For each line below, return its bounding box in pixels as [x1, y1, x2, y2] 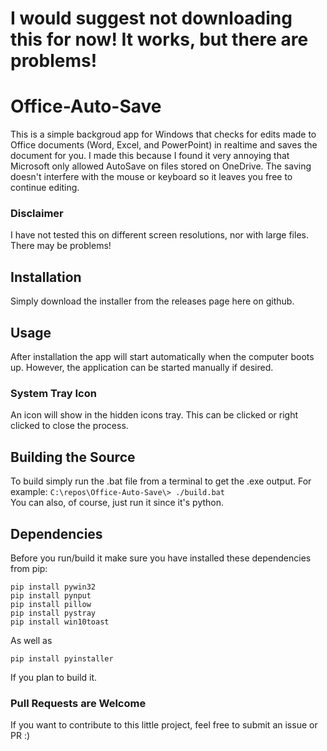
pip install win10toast [10, 617, 110, 627]
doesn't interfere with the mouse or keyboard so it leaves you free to [10, 171, 293, 183]
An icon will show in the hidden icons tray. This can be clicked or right [10, 409, 299, 421]
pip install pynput [10, 590, 92, 601]
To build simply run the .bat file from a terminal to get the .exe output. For [10, 475, 312, 487]
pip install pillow [10, 599, 92, 609]
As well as [10, 634, 53, 646]
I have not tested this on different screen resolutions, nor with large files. [10, 229, 309, 241]
